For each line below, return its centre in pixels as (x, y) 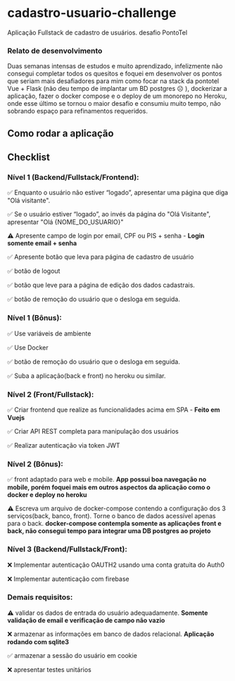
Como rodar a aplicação (61, 133)
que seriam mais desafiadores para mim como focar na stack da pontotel (113, 81)
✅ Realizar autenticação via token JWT (64, 445)
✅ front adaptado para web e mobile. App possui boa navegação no (107, 479)
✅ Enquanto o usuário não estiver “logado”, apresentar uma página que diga (118, 192)
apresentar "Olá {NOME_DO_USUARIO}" (65, 222)
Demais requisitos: (40, 597)
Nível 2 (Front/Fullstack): (51, 394)
